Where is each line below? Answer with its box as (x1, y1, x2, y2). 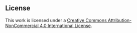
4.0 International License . (40, 22, 92, 28)
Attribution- (107, 17, 132, 23)
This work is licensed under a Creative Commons (5, 17, 107, 23)
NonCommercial (5, 22, 39, 28)
